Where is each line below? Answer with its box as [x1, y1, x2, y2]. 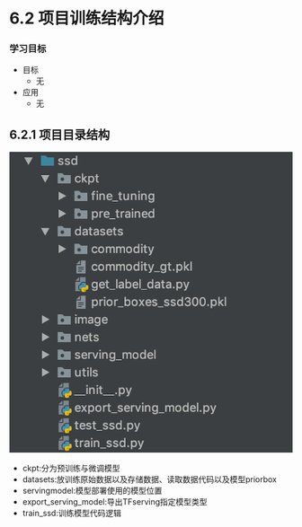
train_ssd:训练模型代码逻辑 [22, 508, 121, 519]
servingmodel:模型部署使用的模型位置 [22, 486, 163, 496]
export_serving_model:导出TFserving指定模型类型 [22, 496, 208, 507]
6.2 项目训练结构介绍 [9, 8, 164, 29]
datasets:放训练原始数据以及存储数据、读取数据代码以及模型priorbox [22, 474, 277, 485]
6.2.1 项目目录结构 [9, 127, 111, 142]
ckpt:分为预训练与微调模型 [22, 463, 120, 474]
